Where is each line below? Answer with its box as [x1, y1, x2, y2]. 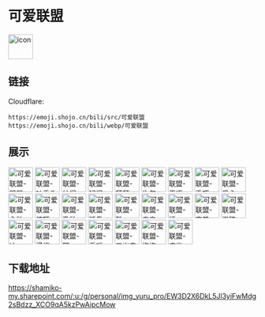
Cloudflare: [8, 96, 45, 106]
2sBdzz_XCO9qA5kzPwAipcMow [8, 300, 116, 309]
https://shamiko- [8, 283, 62, 292]
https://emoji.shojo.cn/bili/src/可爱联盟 [8, 113, 145, 121]
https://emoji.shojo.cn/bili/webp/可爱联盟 [8, 122, 148, 130]
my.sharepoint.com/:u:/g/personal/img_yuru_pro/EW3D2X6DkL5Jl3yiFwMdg [8, 292, 257, 301]
